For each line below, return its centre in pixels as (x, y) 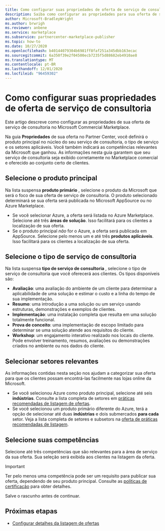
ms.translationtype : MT (29, 60)
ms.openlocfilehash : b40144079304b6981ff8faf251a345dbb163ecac (71, 51)
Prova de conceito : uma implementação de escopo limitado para (78, 325)
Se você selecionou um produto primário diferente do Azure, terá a (80, 409)
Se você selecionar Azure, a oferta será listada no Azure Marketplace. (83, 215)
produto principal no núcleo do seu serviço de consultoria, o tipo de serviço (82, 142)
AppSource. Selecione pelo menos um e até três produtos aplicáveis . (83, 236)
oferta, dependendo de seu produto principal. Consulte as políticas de (76, 481)
